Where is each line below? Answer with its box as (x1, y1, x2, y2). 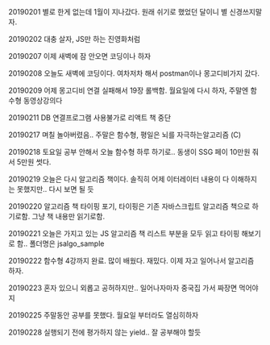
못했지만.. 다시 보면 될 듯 (16, 185, 94, 193)
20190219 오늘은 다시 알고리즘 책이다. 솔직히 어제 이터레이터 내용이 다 (8, 174, 230, 184)
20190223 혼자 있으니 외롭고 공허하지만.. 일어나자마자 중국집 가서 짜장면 (8, 283, 238, 293)
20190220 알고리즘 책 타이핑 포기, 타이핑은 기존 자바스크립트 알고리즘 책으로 (8, 202, 251, 211)
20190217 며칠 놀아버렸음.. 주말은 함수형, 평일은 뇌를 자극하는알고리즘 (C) (8, 130, 242, 139)
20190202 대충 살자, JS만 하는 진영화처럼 (8, 35, 141, 44)
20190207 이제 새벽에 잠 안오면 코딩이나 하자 (8, 52, 152, 60)
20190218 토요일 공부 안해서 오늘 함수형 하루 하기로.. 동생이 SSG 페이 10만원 (8, 148, 251, 156)
